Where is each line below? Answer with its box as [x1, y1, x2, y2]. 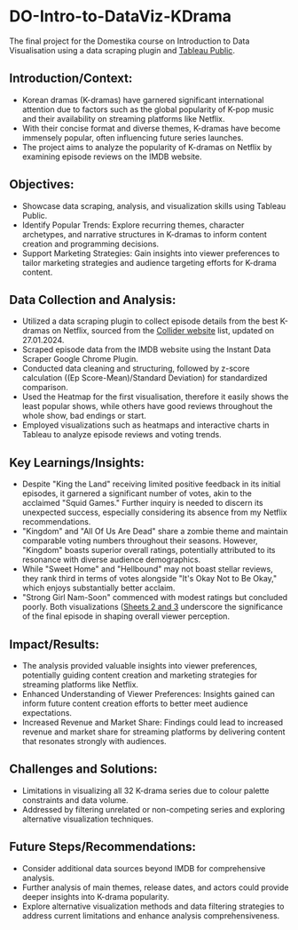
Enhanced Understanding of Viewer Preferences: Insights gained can [21, 689, 275, 699]
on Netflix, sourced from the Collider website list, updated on [51, 325, 275, 336]
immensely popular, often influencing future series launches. [21, 132, 244, 143]
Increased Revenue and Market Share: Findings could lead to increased [21, 718, 284, 727]
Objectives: [9, 177, 74, 192]
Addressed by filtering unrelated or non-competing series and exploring [21, 804, 286, 814]
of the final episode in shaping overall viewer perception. [21, 611, 231, 621]
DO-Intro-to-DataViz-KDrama [9, 6, 232, 27]
